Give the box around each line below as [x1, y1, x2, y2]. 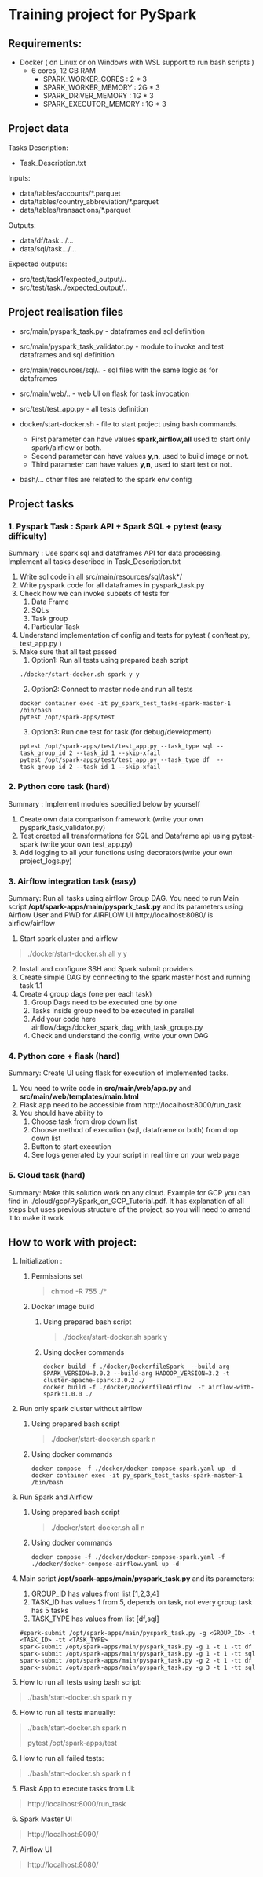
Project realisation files [8, 306, 124, 319]
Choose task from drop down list [31, 1117, 137, 1126]
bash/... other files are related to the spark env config [19, 474, 192, 484]
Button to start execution [31, 1142, 111, 1151]
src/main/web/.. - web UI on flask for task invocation [19, 389, 190, 398]
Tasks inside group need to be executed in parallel [31, 1005, 195, 1015]
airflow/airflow [8, 918, 55, 928]
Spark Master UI [19, 1814, 73, 1824]
